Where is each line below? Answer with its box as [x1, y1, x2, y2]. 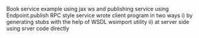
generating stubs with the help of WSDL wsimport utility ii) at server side [6, 18, 190, 25]
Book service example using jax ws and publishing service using [6, 6, 170, 12]
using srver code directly [6, 25, 69, 32]
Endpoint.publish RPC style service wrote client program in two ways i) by [6, 12, 193, 19]
